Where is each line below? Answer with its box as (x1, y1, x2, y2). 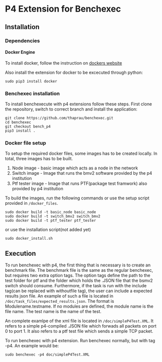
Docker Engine (5, 49, 35, 55)
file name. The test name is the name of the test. (5, 309, 102, 314)
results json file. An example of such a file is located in (5, 293, 114, 299)
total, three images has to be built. (5, 156, 73, 162)
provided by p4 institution (12, 186, 64, 192)
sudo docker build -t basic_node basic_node (5, 210, 96, 214)
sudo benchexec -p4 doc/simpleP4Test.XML (5, 352, 90, 357)
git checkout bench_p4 (5, 124, 51, 129)
